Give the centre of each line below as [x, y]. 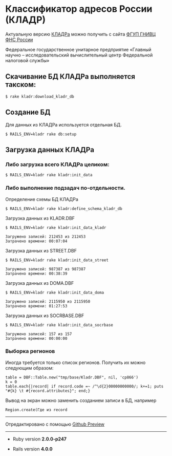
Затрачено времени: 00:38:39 [36, 273]
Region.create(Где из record [36, 410]
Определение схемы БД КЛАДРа [42, 199]
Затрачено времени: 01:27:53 [36, 306]
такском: [21, 85]
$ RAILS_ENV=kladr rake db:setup [41, 134]
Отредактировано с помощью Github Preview [55, 424]
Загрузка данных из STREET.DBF [41, 250]
